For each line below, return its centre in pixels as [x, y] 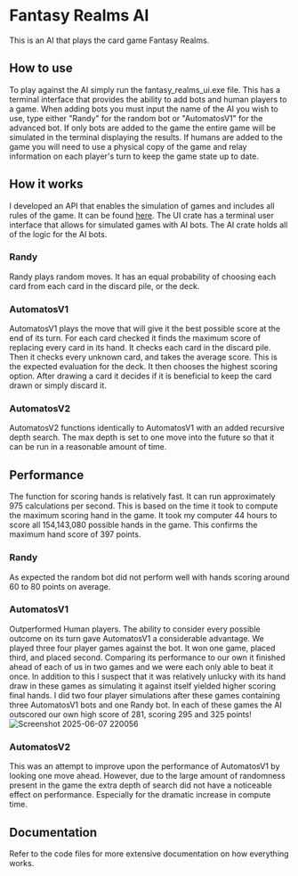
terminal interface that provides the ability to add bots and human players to [148, 99]
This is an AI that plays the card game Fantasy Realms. [109, 40]
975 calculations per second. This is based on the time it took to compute [144, 506]
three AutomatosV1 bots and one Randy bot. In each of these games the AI [146, 705]
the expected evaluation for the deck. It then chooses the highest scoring [144, 367]
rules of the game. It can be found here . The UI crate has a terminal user [141, 215]
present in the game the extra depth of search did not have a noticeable [141, 785]
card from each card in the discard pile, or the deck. [105, 285]
